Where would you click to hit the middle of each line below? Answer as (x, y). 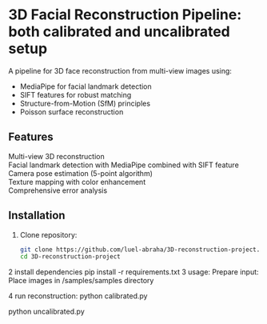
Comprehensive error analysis (58, 190)
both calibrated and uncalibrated (119, 32)
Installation (37, 216)
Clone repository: (48, 234)
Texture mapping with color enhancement (77, 182)
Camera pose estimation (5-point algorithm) (81, 173)
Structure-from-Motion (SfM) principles (85, 103)
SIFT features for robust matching (76, 94)
